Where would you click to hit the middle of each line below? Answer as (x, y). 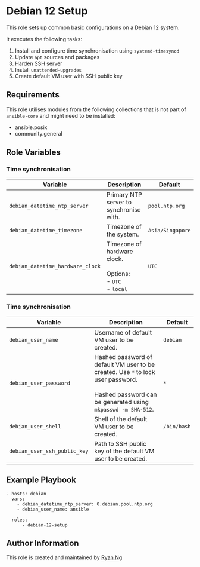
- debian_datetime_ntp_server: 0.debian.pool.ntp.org (85, 504)
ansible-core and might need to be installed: (61, 115)
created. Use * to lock (125, 372)
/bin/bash (177, 426)
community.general (38, 133)
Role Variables (33, 153)
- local (117, 289)
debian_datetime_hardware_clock (55, 266)
